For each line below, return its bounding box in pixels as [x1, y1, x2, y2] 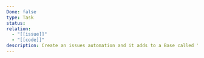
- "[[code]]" [12, 37, 45, 43]
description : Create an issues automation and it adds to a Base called [6, 43, 194, 49]
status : [6, 20, 26, 26]
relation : [6, 25, 32, 32]
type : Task [6, 14, 34, 21]
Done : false [6, 8, 36, 15]
